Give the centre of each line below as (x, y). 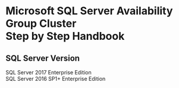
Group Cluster (41, 23)
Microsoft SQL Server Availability (89, 11)
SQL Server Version (43, 58)
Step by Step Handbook (65, 36)
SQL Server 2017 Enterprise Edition (48, 72)
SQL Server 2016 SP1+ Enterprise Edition (56, 79)
